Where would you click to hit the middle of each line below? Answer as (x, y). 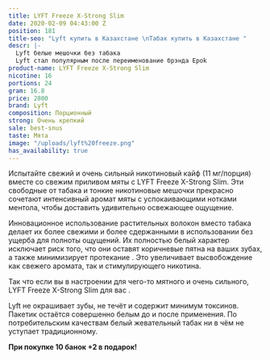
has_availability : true (48, 151)
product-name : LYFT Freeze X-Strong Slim (79, 68)
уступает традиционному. (53, 332)
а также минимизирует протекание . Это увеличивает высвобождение (131, 258)
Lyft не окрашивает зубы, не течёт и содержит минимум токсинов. (124, 306)
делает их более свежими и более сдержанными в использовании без (131, 232)
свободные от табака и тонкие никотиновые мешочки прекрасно (121, 191)
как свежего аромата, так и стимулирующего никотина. (105, 266)
